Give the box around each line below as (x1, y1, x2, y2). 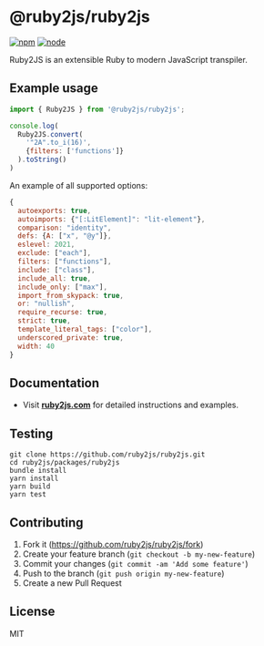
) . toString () (17, 155, 67, 165)
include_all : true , (17, 273, 92, 283)
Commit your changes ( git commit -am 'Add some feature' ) (22, 558, 249, 569)
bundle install (9, 467, 67, 476)
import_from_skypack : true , (17, 291, 125, 300)
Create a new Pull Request (22, 577, 123, 589)
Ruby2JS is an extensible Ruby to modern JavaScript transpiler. (9, 54, 248, 65)
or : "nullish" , (17, 299, 76, 309)
